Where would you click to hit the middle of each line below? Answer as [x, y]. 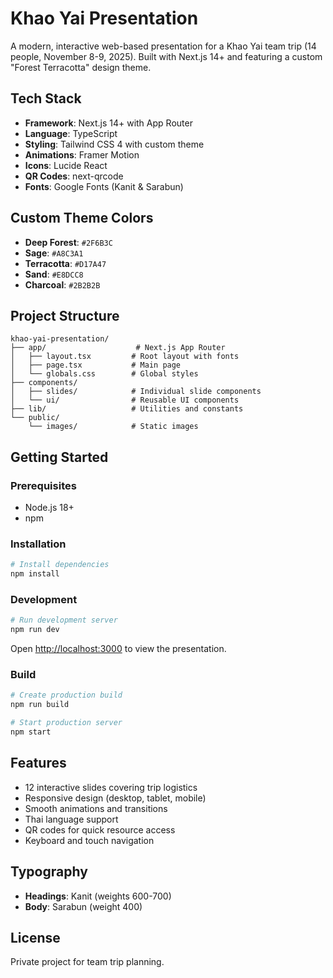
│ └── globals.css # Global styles [104, 374]
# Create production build [66, 695]
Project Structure [65, 315]
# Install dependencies [60, 565]
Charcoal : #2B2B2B [62, 284]
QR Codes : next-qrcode [74, 176]
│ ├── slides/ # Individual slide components [136, 392]
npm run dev [35, 630]
